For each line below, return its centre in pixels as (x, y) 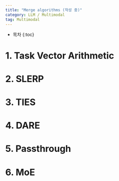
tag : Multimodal (22, 19)
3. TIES (20, 102)
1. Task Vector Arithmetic (60, 55)
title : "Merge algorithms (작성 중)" (44, 10)
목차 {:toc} (23, 35)
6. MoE (20, 172)
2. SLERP (25, 79)
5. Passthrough (38, 149)
